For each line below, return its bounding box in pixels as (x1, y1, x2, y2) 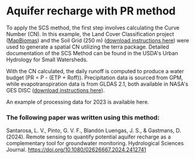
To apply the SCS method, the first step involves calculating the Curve (6, 24, 180, 31)
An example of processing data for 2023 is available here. (6, 98, 149, 106)
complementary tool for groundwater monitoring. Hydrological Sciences (6, 140, 184, 147)
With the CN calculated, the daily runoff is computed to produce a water (6, 67, 184, 74)
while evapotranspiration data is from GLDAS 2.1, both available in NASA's (6, 80, 188, 88)
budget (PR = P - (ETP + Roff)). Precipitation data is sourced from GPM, (6, 74, 183, 81)
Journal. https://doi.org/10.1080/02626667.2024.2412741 (6, 146, 146, 154)
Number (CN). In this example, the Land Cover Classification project (6, 30, 175, 37)
